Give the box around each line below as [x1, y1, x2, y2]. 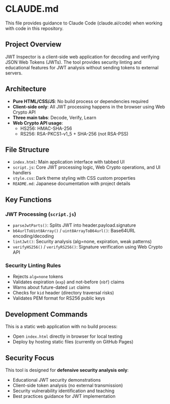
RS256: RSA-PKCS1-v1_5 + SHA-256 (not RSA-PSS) [20, 130, 129, 137]
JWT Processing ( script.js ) [5, 210, 76, 218]
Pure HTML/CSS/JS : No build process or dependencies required [12, 98, 149, 104]
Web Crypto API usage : [12, 120, 64, 126]
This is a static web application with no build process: [5, 324, 118, 330]
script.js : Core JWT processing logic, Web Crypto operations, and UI [12, 164, 161, 171]
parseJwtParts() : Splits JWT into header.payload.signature [12, 222, 136, 228]
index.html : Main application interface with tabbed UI [12, 159, 125, 165]
